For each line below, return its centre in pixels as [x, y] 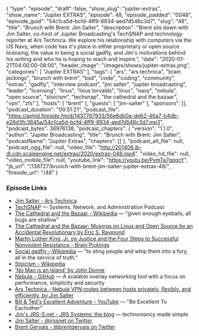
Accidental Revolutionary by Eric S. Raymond [70, 232]
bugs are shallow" [37, 220]
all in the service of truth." [46, 258]
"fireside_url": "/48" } [32, 172]
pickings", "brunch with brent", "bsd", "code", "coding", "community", [91, 78]
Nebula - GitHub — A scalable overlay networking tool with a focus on [100, 277]
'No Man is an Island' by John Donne [60, 270]
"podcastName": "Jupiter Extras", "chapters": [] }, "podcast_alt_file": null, [95, 141]
